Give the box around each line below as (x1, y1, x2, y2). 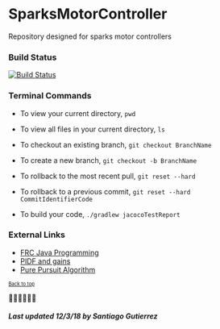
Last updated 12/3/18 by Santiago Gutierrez (8, 311, 159, 321)
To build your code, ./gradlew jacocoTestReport (19, 209, 181, 219)
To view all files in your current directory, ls (19, 124, 165, 134)
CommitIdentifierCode (19, 195, 93, 203)
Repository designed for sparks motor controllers (8, 31, 172, 41)
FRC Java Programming (19, 248, 99, 257)
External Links (8, 229, 66, 240)
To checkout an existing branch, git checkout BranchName (19, 140, 212, 149)
